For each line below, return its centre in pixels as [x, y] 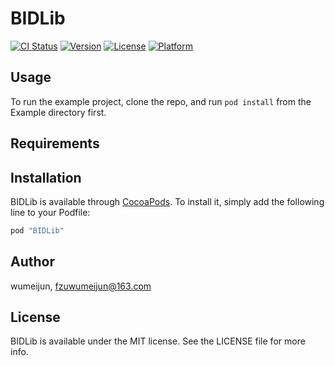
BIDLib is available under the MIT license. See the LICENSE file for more [158, 341]
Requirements [55, 143]
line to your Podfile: [50, 212]
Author [32, 262]
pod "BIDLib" [37, 230]
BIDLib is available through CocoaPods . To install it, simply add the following [167, 201]
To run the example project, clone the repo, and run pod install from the [161, 101]
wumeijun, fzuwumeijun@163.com [81, 286]
